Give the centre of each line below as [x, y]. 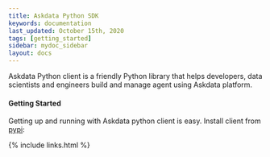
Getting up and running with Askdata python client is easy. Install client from [135, 121]
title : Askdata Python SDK [54, 16]
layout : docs [30, 53]
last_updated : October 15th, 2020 [66, 31]
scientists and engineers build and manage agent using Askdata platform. [130, 85]
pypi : [17, 130]
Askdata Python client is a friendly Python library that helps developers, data [135, 76]
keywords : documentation [50, 23]
